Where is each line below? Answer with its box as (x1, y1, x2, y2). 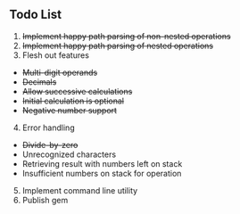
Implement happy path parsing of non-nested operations (21, 30, 231, 41)
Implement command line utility (21, 185, 138, 195)
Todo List (9, 7, 62, 22)
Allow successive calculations (21, 86, 133, 96)
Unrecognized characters (21, 149, 117, 160)
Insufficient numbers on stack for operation (21, 168, 182, 178)
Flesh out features (21, 49, 89, 61)
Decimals (21, 76, 57, 87)
